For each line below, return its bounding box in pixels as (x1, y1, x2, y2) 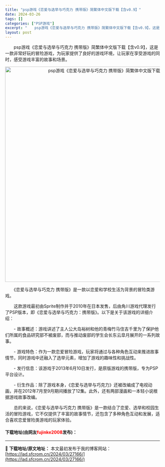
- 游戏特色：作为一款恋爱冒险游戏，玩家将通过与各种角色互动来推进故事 (13, 349, 159, 354)
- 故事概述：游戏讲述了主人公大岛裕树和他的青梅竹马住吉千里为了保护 (13, 326, 155, 332)
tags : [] (5, 16, 23, 21)
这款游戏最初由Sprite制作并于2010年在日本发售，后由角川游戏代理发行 (13, 303, 156, 309)
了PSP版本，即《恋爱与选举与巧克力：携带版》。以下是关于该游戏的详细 (5, 310, 149, 315)
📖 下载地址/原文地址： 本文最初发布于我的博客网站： (5, 446, 111, 452)
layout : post (5, 30, 32, 35)
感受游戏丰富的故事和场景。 (13, 57, 70, 62)
